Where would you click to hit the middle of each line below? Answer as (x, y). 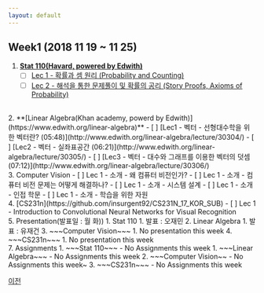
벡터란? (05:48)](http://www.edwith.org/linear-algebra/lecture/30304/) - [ (135, 137)
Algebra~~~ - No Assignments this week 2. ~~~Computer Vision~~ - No (126, 256)
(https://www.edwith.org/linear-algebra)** (76, 127)
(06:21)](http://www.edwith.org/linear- (154, 147)
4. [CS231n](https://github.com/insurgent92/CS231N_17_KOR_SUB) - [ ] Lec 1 (132, 203)
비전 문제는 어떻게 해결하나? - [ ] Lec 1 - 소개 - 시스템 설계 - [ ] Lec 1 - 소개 (138, 185)
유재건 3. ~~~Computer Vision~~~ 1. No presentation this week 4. (126, 231)
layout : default (35, 15)
